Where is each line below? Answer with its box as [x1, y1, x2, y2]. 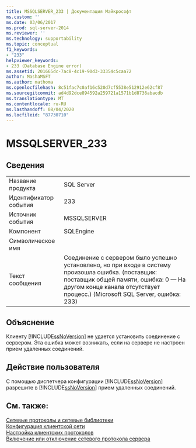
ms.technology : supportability [6, 36, 82, 42]
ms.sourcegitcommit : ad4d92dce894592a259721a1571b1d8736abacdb [6, 90, 163, 96]
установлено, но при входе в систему [64, 261, 171, 269]
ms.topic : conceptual [6, 42, 59, 47]
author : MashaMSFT [6, 74, 51, 80]
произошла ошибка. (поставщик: [64, 268, 157, 277]
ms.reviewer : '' [6, 30, 45, 36]
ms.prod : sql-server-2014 [6, 25, 69, 31]
